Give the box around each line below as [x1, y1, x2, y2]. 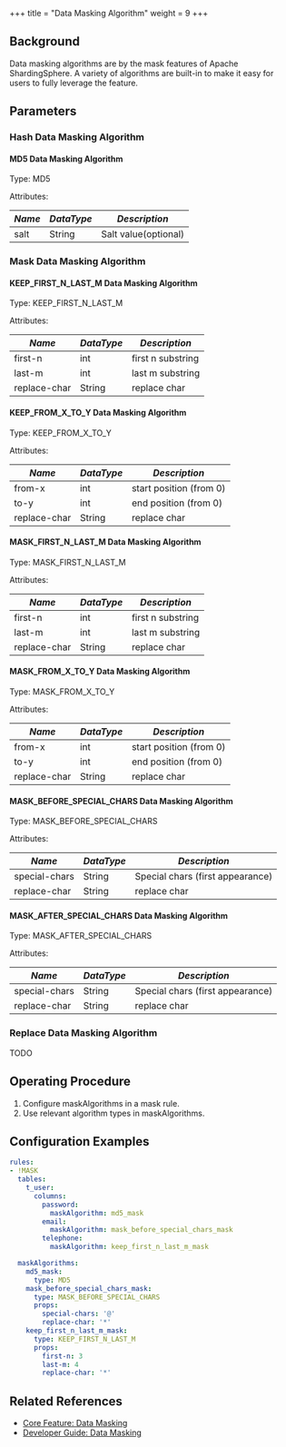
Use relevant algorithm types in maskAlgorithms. [22, 1107, 205, 1118]
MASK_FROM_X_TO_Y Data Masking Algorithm [9, 666, 191, 677]
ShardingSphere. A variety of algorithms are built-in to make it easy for [9, 67, 274, 78]
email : [42, 1216, 67, 1226]
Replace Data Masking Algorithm [9, 1027, 158, 1039]
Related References [9, 1393, 123, 1409]
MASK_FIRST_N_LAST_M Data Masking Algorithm [9, 536, 202, 547]
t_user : [25, 1184, 54, 1193]
